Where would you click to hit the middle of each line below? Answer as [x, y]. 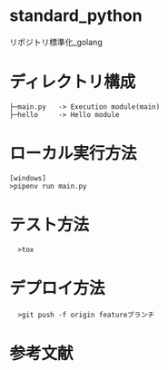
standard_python [76, 16]
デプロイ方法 [58, 288]
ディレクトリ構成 [73, 82]
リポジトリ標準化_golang [56, 42]
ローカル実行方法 [74, 154]
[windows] [28, 178]
